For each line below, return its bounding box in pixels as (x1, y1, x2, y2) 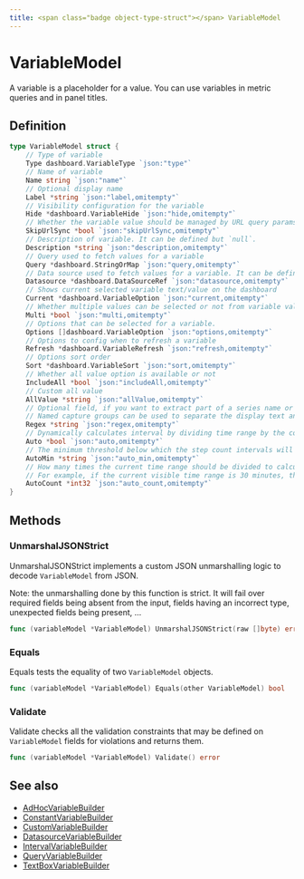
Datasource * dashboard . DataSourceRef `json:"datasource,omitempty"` (25, 277, 290, 286)
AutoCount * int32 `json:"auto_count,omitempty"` (25, 479, 213, 488)
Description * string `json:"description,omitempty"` (25, 243, 229, 252)
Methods (9, 513, 62, 528)
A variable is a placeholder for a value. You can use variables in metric (9, 82, 271, 93)
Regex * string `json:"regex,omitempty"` (25, 420, 180, 430)
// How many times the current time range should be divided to (25, 462, 273, 471)
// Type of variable (25, 150, 103, 159)
